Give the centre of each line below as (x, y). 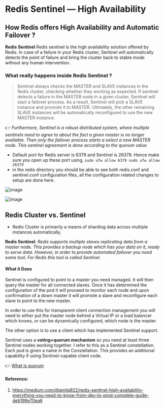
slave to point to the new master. (38, 301)
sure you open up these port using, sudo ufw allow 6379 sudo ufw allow (86, 160)
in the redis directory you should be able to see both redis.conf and (81, 170)
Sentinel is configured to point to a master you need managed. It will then (79, 280)
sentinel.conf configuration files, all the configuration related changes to (85, 175)
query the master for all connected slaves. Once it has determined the (76, 285)
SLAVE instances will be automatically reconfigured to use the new (85, 113)
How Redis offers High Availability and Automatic (82, 27)
